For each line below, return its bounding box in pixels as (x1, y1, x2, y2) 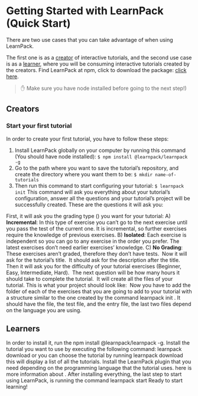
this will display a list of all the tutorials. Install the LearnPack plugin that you (6, 358, 191, 365)
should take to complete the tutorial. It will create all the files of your (6, 275, 173, 282)
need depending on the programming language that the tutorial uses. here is (6, 365, 192, 372)
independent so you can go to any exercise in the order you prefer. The (6, 238, 180, 245)
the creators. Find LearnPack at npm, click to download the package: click (6, 66, 187, 73)
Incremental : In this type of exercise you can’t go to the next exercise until (6, 219, 188, 226)
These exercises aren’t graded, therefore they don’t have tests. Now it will (6, 250, 187, 257)
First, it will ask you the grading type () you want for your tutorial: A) (6, 212, 171, 219)
